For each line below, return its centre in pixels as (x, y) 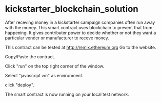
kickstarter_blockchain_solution (72, 9)
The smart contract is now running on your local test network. (67, 94)
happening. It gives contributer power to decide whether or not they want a (80, 33)
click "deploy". (20, 85)
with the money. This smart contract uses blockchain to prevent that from (79, 27)
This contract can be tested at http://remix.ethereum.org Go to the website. (80, 47)
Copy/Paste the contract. (30, 56)
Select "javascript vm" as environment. (44, 75)
